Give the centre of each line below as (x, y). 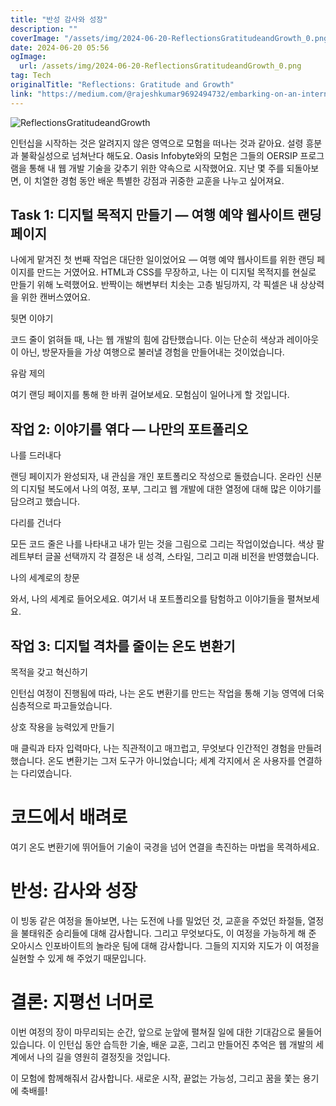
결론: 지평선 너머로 (82, 1002)
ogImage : (28, 57)
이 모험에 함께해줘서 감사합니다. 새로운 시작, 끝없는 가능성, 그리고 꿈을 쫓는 (155, 1078)
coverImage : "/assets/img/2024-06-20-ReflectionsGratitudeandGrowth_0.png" (171, 38)
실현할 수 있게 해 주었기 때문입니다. (78, 958)
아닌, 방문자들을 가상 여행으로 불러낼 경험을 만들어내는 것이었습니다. (152, 352)
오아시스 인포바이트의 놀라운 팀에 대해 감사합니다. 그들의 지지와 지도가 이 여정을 (165, 945)
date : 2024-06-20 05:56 (60, 47)
